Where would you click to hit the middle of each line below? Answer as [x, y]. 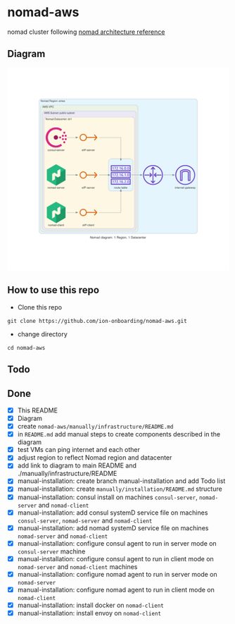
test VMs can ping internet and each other [79, 450]
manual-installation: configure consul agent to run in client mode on [116, 558]
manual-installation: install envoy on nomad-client [89, 613]
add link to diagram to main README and [77, 465]
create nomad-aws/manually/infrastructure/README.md [95, 427]
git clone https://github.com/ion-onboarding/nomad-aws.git [97, 321]
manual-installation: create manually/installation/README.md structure [120, 489]
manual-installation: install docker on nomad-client [90, 605]
